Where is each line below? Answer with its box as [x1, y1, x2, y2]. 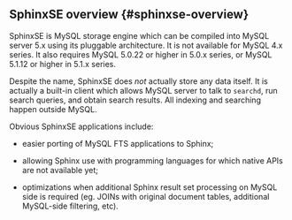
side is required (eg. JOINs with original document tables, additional [21, 191, 270, 201]
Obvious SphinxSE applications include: [9, 121, 154, 132]
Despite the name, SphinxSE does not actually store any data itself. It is [9, 75, 268, 87]
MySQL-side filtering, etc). [21, 201, 119, 211]
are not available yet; [21, 164, 99, 175]
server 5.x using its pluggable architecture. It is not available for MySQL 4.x [9, 40, 283, 50]
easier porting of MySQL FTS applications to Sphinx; [21, 138, 214, 148]
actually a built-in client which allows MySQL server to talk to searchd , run [9, 85, 278, 95]
